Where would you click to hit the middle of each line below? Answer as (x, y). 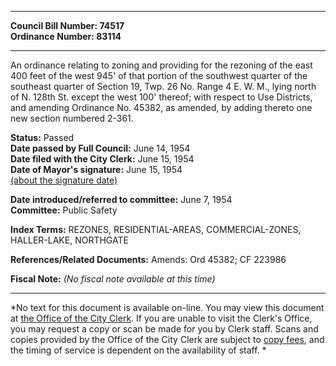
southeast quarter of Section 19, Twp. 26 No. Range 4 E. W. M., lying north (163, 86)
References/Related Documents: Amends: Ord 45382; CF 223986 (148, 259)
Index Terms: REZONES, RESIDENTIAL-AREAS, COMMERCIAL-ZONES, (156, 229)
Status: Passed (42, 137)
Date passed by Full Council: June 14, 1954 (100, 148)
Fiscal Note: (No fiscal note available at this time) (113, 279)
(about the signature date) (64, 180)
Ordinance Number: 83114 (66, 36)
